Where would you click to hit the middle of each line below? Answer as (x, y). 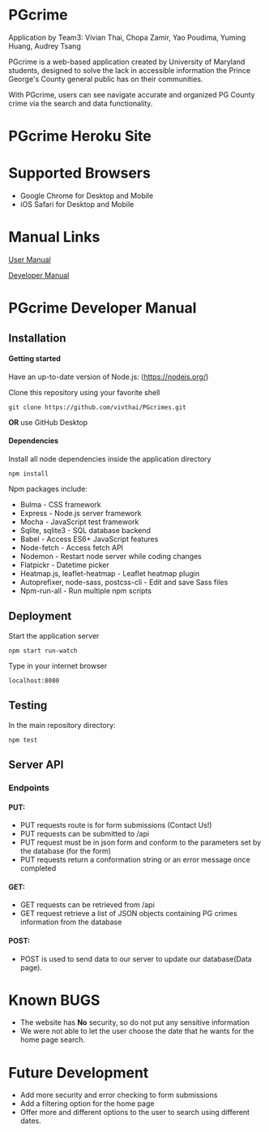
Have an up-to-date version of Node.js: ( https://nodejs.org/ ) (109, 377)
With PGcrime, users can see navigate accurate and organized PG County (132, 94)
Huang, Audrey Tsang (45, 45)
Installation (37, 338)
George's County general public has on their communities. (106, 79)
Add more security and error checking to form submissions (119, 1095)
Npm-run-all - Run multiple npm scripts (86, 591)
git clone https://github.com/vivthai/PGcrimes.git (97, 407)
